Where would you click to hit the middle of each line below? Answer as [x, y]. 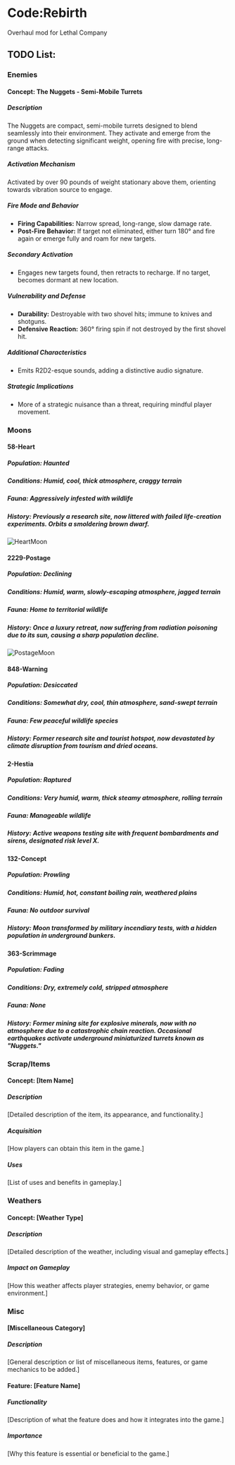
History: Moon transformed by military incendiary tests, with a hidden [112, 928]
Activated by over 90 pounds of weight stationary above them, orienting [112, 182]
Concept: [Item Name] [40, 1080]
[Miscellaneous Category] [46, 1328]
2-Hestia [20, 764]
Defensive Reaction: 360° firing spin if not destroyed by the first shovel [122, 329]
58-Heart [21, 447]
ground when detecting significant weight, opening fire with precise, [106, 140]
